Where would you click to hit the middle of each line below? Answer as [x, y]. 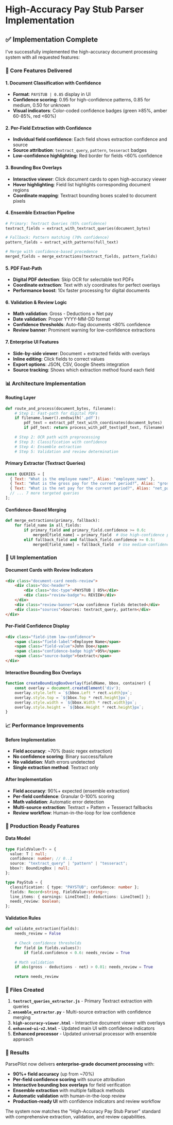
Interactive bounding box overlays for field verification [72, 1085]
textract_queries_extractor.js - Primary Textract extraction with [83, 1001]
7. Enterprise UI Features [32, 342]
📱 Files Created [25, 990]
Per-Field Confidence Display [37, 626]
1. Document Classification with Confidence [53, 83]
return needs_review [37, 977]
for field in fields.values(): [48, 948]
